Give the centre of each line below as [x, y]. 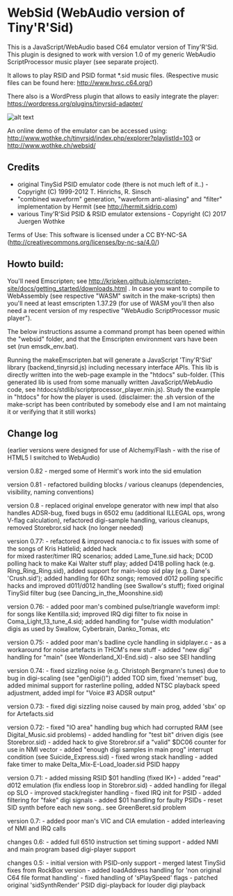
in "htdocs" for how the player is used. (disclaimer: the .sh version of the [111, 397]
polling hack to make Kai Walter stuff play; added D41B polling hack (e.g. [111, 563]
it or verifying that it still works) [51, 411]
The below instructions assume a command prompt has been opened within [116, 331]
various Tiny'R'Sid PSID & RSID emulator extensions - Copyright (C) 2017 [122, 213]
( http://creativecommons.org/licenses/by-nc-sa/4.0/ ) [83, 242]
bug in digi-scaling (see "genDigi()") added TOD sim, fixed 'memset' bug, [112, 678]
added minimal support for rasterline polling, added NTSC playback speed [114, 685]
